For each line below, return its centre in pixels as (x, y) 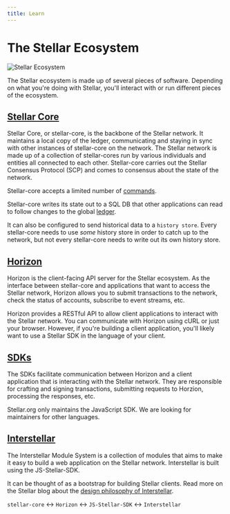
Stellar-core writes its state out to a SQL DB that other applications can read (115, 204)
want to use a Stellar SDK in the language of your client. (86, 336)
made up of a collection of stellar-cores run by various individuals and (107, 156)
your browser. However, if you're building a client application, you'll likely (111, 329)
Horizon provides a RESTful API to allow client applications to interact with (113, 314)
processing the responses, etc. (51, 396)
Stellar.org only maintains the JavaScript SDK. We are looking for (99, 410)
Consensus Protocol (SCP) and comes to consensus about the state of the (113, 170)
